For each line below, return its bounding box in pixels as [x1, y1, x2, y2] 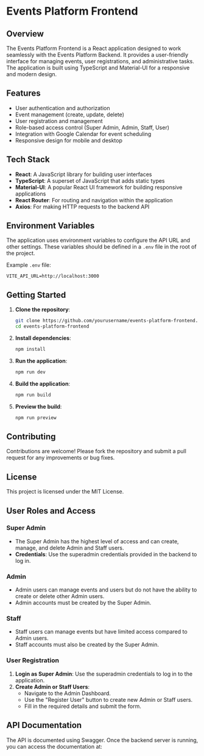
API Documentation [6, 720, 82, 730]
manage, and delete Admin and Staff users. [15, 544, 124, 551]
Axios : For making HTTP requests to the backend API [15, 203, 150, 210]
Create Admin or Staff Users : [15, 683, 90, 690]
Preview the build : [15, 403, 62, 410]
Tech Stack [6, 154, 50, 165]
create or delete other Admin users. [15, 593, 105, 600]
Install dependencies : [15, 334, 71, 342]
